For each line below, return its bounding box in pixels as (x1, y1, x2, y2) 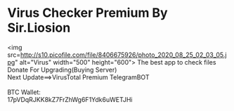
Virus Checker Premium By (7, 5, 168, 21)
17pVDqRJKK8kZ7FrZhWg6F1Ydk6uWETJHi (7, 95, 133, 103)
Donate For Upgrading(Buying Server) (7, 65, 117, 74)
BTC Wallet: (7, 88, 41, 96)
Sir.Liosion (7, 20, 71, 36)
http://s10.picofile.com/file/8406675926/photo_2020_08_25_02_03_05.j (20, 51, 227, 59)
